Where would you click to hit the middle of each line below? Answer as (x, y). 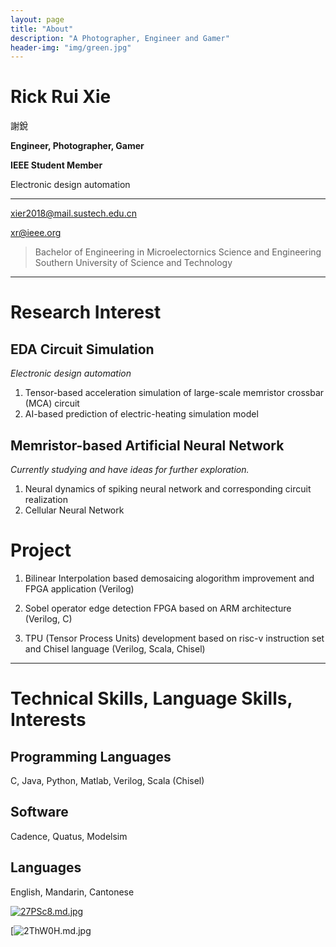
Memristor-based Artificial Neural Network (147, 445)
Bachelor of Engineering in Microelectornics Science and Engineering (178, 252)
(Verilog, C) (48, 618)
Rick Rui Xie (61, 97)
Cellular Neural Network (74, 510)
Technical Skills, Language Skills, (151, 698)
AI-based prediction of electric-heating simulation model (141, 414)
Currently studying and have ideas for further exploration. (130, 469)
